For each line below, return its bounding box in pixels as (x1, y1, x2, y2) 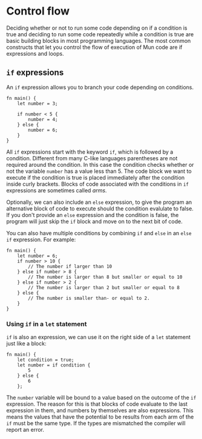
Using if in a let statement (6, 319, 87, 328)
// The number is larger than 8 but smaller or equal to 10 (28, 274, 183, 280)
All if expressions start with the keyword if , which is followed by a (6, 148, 174, 155)
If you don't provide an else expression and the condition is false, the (6, 211, 179, 218)
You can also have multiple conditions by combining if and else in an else (6, 229, 192, 236)
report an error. (6, 426, 44, 434)
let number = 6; (17, 253, 59, 259)
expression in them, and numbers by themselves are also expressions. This (6, 407, 194, 414)
